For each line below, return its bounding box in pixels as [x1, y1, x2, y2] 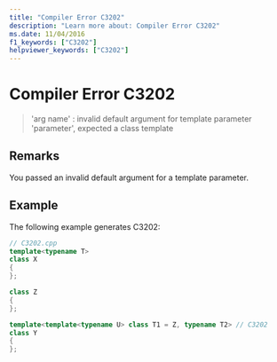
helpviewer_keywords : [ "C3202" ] [9, 46, 129, 55]
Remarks [9, 148, 60, 164]
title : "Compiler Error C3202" [9, 12, 125, 22]
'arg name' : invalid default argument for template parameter [30, 114, 252, 124]
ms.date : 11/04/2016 [9, 29, 86, 38]
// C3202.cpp [9, 239, 58, 248]
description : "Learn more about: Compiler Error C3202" [9, 21, 220, 30]
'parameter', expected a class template [30, 123, 174, 134]
